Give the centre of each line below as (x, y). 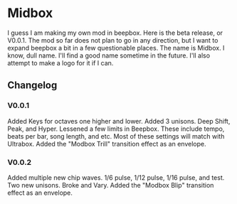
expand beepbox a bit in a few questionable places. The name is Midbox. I (116, 48)
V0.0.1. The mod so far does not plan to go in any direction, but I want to (113, 40)
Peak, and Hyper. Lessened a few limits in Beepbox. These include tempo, (116, 129)
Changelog (32, 86)
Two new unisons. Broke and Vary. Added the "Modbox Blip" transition (111, 185)
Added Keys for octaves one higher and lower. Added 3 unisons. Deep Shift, (119, 121)
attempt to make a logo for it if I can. (60, 63)
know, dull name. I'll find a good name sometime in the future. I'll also (109, 55)
